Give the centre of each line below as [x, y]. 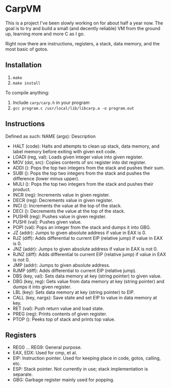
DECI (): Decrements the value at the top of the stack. [69, 211]
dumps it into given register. [42, 287]
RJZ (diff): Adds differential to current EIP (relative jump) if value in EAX [88, 238]
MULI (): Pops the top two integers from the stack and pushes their [83, 184]
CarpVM [23, 9]
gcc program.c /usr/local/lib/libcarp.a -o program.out [73, 108]
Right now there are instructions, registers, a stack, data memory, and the [82, 43]
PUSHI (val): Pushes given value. [47, 221]
